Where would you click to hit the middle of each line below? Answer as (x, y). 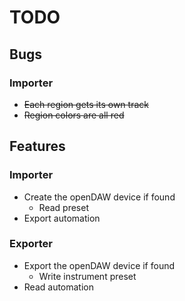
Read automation (59, 287)
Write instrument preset (87, 276)
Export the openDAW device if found (99, 265)
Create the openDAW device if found (99, 197)
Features (37, 146)
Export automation (62, 218)
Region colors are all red (74, 115)
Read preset (63, 207)
